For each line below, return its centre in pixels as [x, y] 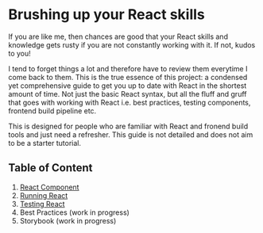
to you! [20, 53]
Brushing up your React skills [106, 15]
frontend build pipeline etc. [52, 111]
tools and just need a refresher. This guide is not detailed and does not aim [131, 134]
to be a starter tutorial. [45, 143]
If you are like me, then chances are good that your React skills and [118, 36]
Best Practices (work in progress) [74, 212]
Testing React [42, 204]
